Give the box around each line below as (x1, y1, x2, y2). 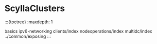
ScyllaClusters (4, 3, 65, 14)
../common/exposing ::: (4, 33, 51, 39)
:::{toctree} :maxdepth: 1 (4, 19, 53, 25)
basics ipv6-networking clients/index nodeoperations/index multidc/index (4, 28, 153, 34)
